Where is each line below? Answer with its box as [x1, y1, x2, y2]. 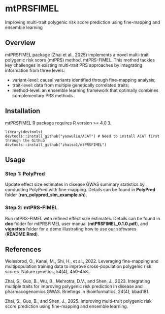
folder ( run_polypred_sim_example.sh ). [5, 192, 87, 198]
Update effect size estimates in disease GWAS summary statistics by [5, 181, 145, 187]
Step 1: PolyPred [5, 170, 45, 177]
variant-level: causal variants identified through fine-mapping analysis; [12, 77, 156, 83]
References [5, 245, 41, 254]
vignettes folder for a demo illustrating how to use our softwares [5, 226, 136, 231]
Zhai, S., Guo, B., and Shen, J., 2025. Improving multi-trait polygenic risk [5, 298, 152, 304]
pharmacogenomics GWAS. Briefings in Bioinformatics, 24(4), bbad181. [5, 288, 150, 295]
